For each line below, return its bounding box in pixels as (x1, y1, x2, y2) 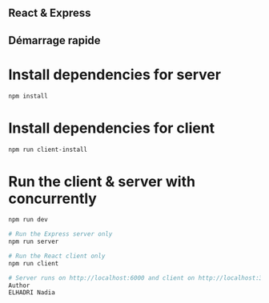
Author (8, 281, 30, 289)
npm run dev (8, 216, 48, 224)
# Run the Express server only (8, 230, 113, 238)
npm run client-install (8, 146, 88, 153)
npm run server (8, 237, 59, 246)
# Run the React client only (8, 252, 106, 260)
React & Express (8, 6, 91, 20)
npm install (8, 92, 48, 100)
